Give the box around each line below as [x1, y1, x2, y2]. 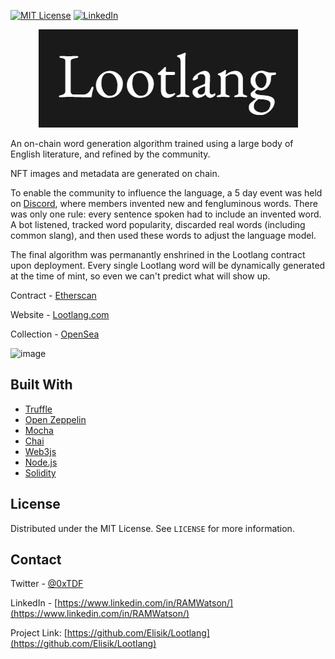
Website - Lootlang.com [10, 309, 110, 320]
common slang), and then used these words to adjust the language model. [10, 230, 317, 241]
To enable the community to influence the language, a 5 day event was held [10, 187, 323, 199]
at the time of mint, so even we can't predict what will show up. [10, 270, 271, 282]
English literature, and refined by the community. [10, 148, 211, 160]
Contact [10, 551, 62, 569]
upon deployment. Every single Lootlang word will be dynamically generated [10, 260, 326, 271]
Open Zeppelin [24, 413, 87, 425]
